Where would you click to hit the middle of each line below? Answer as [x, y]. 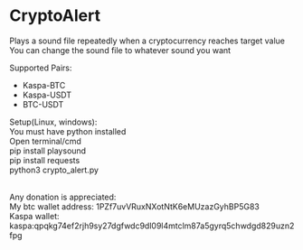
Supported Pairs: [41, 68]
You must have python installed [68, 131]
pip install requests [45, 160]
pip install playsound [48, 151]
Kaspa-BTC [44, 85]
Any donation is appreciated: [63, 197]
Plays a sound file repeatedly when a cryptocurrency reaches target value [147, 41]
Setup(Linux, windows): [53, 122]
